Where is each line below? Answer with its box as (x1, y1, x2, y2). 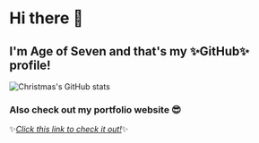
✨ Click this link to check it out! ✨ (9, 124, 128, 135)
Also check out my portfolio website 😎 (9, 103, 182, 115)
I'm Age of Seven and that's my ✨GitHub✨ (9, 44, 249, 59)
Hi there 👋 (9, 8, 83, 29)
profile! (9, 57, 51, 72)
